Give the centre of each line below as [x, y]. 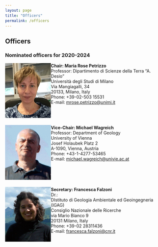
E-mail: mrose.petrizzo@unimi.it [83, 102]
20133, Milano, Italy [71, 92]
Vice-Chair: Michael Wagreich [82, 128]
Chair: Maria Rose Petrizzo [79, 66]
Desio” [58, 76]
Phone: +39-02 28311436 [77, 226]
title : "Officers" [24, 15]
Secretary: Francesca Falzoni [81, 189]
